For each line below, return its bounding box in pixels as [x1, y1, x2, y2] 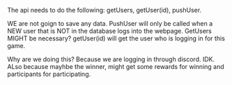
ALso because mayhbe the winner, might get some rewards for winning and [7, 63, 224, 70]
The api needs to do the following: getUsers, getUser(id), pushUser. [7, 6, 202, 14]
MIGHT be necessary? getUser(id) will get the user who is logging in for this [7, 34, 225, 42]
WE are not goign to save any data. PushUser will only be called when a [7, 20, 213, 27]
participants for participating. [7, 70, 91, 78]
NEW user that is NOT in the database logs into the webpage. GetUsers [7, 27, 212, 35]
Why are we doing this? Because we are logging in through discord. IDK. [7, 55, 215, 63]
